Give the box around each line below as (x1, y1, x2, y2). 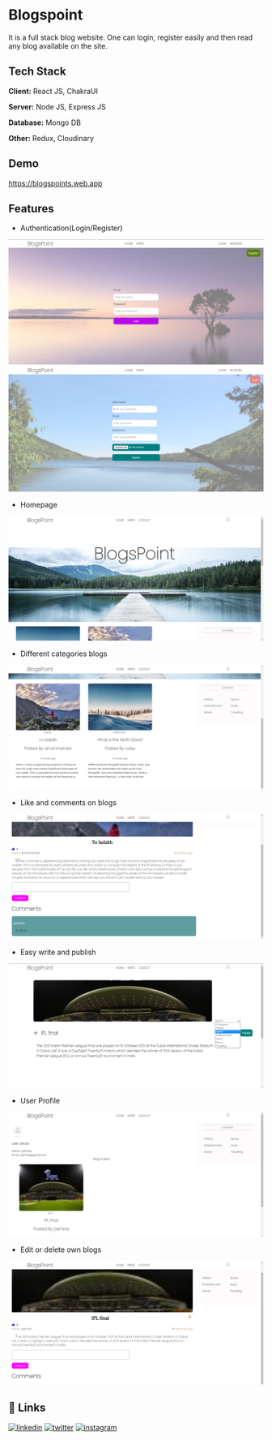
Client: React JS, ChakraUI (8, 86, 99, 96)
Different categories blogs (19, 649, 108, 658)
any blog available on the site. (8, 41, 108, 50)
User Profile (19, 1096, 61, 1106)
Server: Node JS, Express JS (8, 101, 107, 111)
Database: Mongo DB (8, 118, 81, 127)
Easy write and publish (19, 947, 96, 957)
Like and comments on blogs (19, 797, 117, 808)
